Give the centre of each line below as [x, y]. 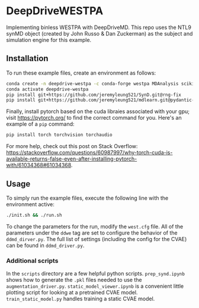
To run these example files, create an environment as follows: [81, 73]
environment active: [31, 204]
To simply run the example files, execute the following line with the [87, 198]
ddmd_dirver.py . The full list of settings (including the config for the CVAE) [97, 239]
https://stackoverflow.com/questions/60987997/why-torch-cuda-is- [89, 153]
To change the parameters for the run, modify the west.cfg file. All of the [95, 226]
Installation [27, 58]
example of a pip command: [41, 124]
